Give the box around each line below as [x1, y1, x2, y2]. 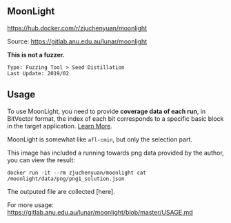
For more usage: [7, 200, 54, 209]
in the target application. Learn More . [7, 122, 112, 130]
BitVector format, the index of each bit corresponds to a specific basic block [7, 114, 224, 123]
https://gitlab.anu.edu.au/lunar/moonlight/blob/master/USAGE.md [7, 208, 193, 216]
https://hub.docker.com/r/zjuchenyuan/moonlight [7, 23, 147, 32]
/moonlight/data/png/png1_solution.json [7, 175, 125, 182]
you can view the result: [7, 155, 76, 164]
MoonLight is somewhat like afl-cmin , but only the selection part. [7, 135, 193, 144]
